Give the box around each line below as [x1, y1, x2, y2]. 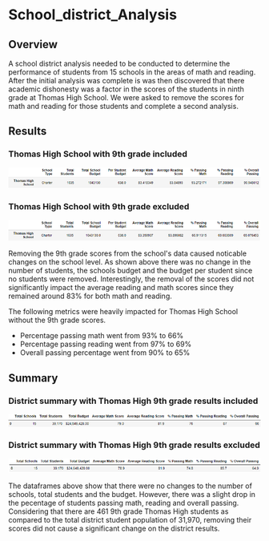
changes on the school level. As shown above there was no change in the [8, 257, 251, 267]
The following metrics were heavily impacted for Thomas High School [8, 307, 239, 317]
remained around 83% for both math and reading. [8, 291, 172, 301]
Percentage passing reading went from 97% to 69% [19, 339, 192, 349]
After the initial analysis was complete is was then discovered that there [8, 76, 245, 85]
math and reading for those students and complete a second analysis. [8, 102, 239, 111]
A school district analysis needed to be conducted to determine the [8, 59, 231, 68]
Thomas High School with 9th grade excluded [8, 201, 190, 212]
